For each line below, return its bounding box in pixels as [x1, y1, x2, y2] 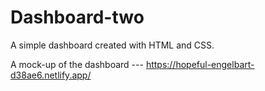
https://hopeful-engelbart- [145, 58, 255, 70]
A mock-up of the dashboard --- [10, 58, 144, 70]
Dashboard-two [10, 6, 145, 29]
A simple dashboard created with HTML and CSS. [10, 39, 215, 51]
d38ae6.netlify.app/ [10, 69, 92, 81]
